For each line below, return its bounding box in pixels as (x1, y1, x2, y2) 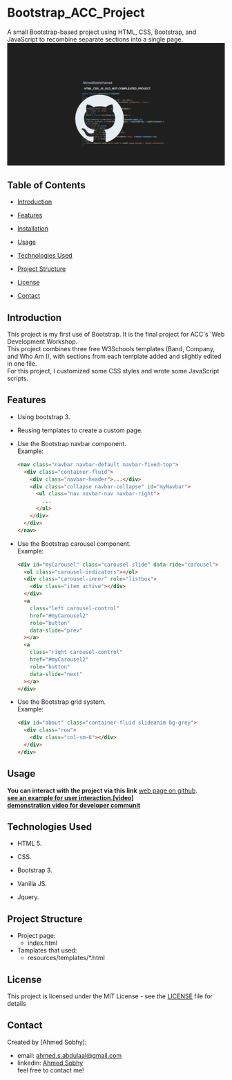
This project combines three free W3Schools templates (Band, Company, (7, 345, 215, 353)
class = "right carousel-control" (30, 649, 123, 656)
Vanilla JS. (17, 880, 47, 888)
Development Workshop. (7, 337, 78, 346)
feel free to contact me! (17, 1065, 84, 1074)
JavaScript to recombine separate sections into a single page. (7, 35, 184, 43)
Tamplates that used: (17, 946, 77, 955)
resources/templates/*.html (27, 954, 105, 962)
